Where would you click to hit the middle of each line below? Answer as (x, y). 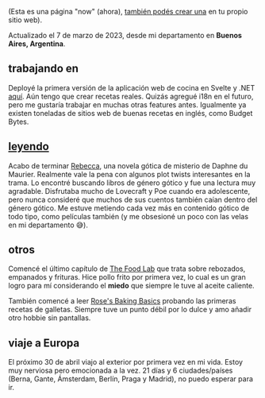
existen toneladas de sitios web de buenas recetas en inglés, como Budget (131, 113)
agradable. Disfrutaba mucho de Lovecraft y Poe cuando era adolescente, (129, 191)
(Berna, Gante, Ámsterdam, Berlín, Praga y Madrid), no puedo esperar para (131, 379)
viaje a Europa (44, 343)
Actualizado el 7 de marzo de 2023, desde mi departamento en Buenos (125, 35)
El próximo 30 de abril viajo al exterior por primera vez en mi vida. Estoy (126, 362)
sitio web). (25, 20)
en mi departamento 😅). (48, 225)
